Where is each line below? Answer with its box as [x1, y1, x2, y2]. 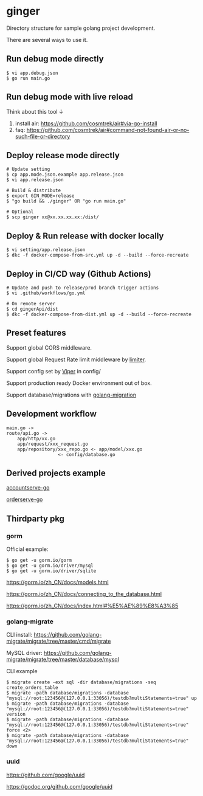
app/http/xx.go [17, 435, 56, 441]
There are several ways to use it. [6, 36, 88, 43]
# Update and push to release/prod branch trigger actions [6, 285, 159, 291]
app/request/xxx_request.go [17, 441, 88, 447]
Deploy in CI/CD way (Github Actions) [6, 269, 151, 279]
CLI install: [6, 631, 33, 639]
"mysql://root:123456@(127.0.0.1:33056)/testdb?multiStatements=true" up [6, 695, 198, 702]
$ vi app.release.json [6, 177, 64, 183]
